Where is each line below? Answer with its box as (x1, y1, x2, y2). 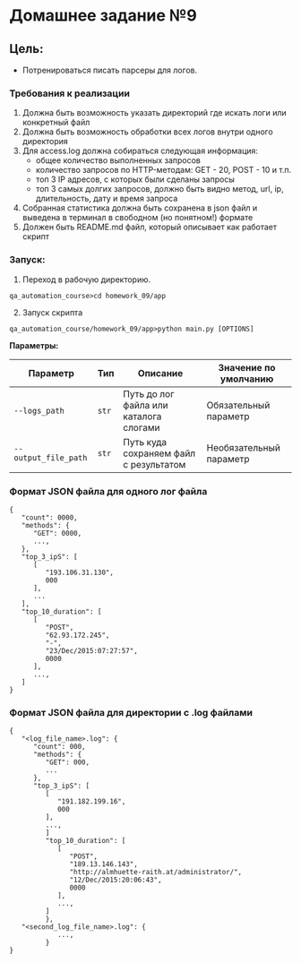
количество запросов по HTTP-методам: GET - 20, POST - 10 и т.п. (35, 165, 292, 176)
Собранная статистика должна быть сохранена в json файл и (21, 202, 258, 213)
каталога (122, 409, 162, 422)
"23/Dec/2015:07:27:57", (45, 646, 139, 655)
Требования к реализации (9, 87, 130, 99)
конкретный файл (21, 117, 90, 128)
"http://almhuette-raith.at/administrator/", (69, 868, 243, 877)
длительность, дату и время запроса (35, 193, 178, 204)
